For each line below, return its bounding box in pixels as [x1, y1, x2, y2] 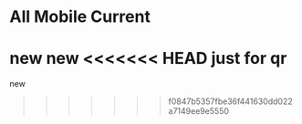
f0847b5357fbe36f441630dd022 [168, 96, 294, 107]
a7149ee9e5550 [168, 106, 230, 117]
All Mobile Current [9, 6, 151, 27]
